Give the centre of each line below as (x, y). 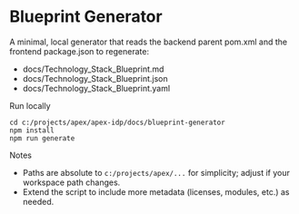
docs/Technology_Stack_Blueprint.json (95, 78)
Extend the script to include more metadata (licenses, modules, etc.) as (156, 191)
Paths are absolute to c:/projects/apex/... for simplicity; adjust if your (156, 172)
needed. (38, 201)
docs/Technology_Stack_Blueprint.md (93, 69)
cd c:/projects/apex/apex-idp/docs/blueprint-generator (117, 122)
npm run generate (42, 138)
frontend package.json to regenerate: (80, 51)
